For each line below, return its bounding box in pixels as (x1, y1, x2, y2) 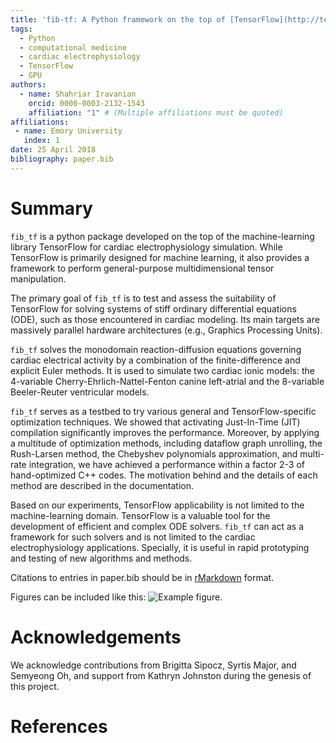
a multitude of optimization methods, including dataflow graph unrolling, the (10, 437, 323, 449)
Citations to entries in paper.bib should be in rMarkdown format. (10, 571, 275, 583)
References (10, 715, 108, 738)
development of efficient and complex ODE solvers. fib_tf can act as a (10, 520, 305, 532)
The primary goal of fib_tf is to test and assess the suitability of (10, 292, 277, 304)
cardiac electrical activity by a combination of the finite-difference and (10, 354, 301, 366)
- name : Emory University (14, 126, 123, 136)
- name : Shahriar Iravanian (19, 89, 137, 99)
